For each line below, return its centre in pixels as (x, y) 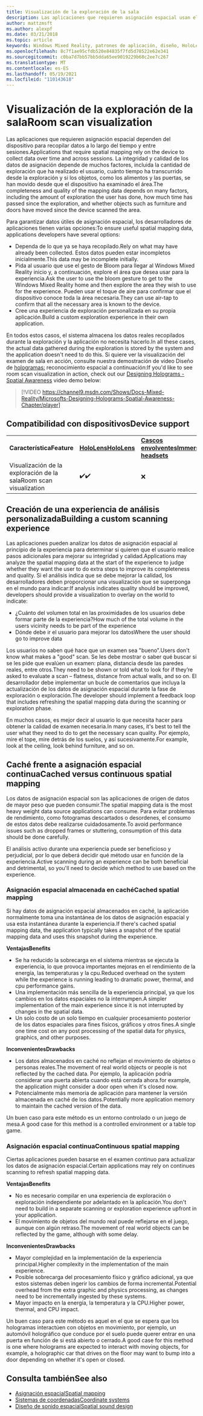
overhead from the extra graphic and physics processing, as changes (101, 1290)
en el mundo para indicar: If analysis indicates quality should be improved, (98, 588)
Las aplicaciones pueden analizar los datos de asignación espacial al (92, 543)
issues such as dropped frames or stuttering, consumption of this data (94, 830)
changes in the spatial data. (49, 1011)
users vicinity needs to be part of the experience (76, 625)
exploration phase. (29, 708)
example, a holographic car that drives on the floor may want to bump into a (101, 1353)
